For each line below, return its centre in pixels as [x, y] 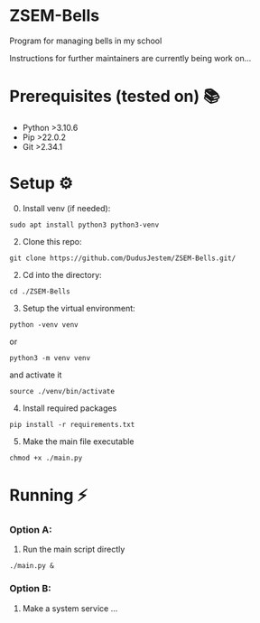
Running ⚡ [49, 495]
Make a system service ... [70, 608]
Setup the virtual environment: [79, 308]
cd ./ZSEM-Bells [40, 291]
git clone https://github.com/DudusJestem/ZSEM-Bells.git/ [123, 258]
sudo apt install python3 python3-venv [84, 225]
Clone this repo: [52, 241]
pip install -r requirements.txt [72, 424]
